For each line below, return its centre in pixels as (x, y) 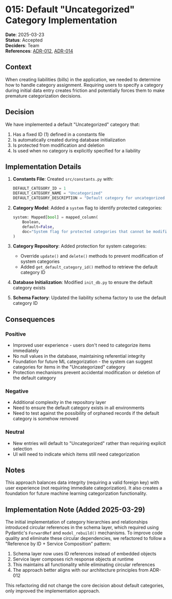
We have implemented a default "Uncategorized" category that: (73, 124)
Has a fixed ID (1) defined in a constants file (59, 134)
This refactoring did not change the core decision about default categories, (85, 586)
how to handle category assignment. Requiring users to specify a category (84, 85)
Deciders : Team (22, 45)
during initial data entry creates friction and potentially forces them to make (85, 90)
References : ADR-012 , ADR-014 (39, 51)
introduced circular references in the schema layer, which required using (82, 528)
